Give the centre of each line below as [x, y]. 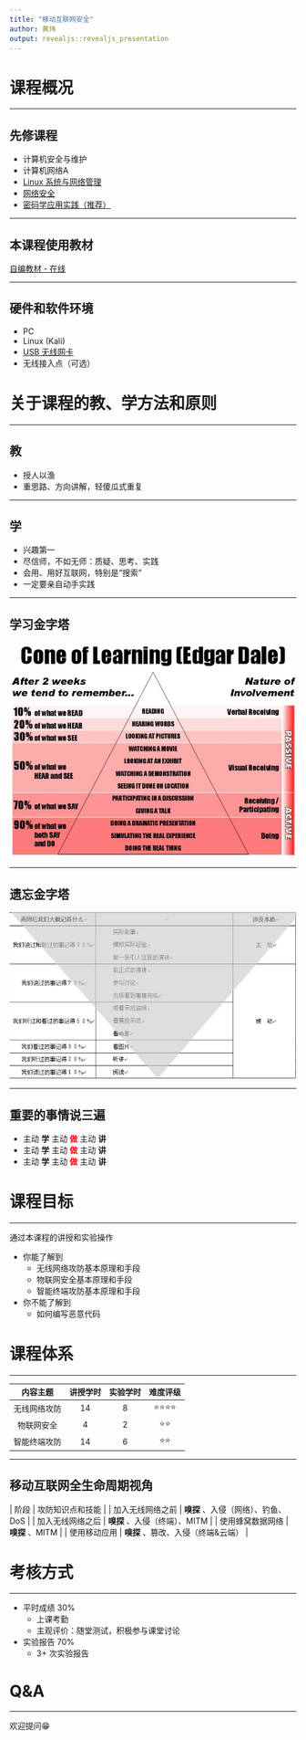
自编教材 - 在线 [38, 268]
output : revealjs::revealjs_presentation [89, 38]
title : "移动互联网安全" [51, 19]
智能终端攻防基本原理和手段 [88, 1291]
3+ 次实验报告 [62, 1653]
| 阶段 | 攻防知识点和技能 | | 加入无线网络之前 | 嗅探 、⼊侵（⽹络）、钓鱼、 [148, 1509]
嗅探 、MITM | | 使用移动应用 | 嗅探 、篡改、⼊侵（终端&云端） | [129, 1532]
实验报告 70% [49, 1642]
